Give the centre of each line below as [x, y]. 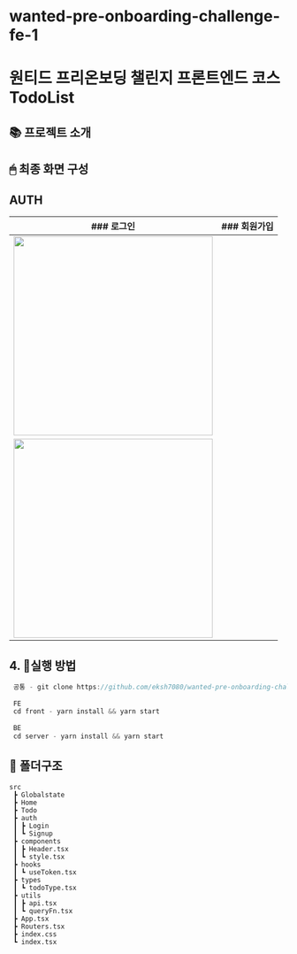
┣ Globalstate [39, 795]
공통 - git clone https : [57, 687]
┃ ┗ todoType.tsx [45, 888]
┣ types [27, 880]
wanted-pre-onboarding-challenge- [145, 16]
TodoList [42, 98]
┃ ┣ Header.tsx [41, 849]
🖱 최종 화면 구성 [49, 169]
